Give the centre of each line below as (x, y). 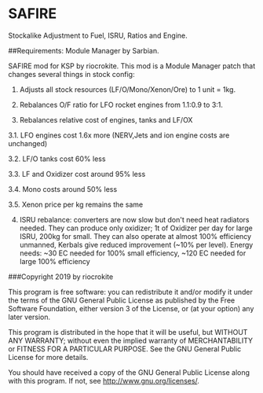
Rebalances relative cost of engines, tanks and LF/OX (106, 119)
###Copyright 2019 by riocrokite (61, 277)
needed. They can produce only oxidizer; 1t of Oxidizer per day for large (136, 228)
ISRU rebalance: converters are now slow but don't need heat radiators (134, 219)
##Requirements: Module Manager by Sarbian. (84, 50)
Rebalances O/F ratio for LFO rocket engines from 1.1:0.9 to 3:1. (121, 105)
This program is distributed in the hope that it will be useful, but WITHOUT (128, 332)
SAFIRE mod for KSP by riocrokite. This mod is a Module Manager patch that (132, 66)
